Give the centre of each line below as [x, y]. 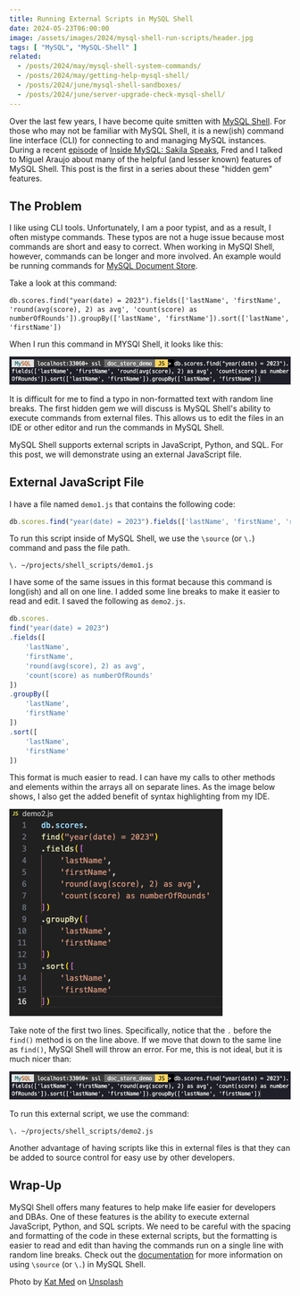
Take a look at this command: [63, 283]
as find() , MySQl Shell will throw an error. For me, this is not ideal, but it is [146, 1050]
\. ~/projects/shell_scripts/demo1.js [81, 566]
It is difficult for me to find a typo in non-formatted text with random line [142, 399]
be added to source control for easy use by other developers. [122, 1157]
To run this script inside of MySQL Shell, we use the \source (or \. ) [132, 538]
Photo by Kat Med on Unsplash [66, 1282]
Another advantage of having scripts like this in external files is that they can [150, 1147]
